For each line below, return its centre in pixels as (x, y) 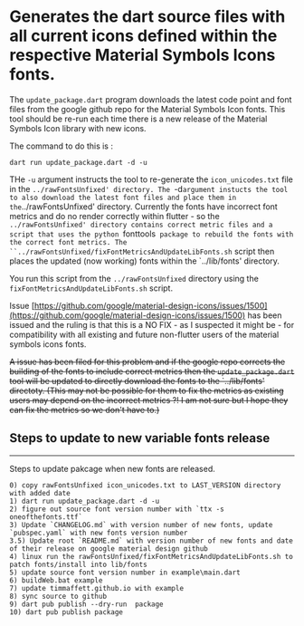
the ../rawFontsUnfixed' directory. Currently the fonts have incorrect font (143, 207)
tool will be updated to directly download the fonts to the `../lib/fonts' (137, 380)
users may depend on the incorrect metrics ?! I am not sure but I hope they (149, 400)
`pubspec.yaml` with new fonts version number (99, 533)
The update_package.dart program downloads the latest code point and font (151, 99)
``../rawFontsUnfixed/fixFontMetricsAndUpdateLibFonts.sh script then (142, 251)
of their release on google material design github (109, 549)
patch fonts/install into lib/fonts (78, 564)
